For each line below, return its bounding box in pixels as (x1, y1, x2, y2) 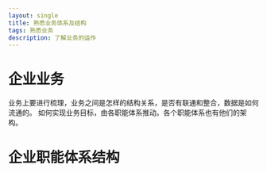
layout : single (8, 11, 59, 20)
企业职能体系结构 (8, 148, 121, 166)
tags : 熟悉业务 (8, 26, 54, 34)
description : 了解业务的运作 (8, 33, 97, 42)
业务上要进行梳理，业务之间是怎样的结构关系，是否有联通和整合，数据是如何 (8, 98, 259, 108)
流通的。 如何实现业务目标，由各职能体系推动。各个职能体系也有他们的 (8, 108, 240, 117)
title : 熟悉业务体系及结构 (8, 19, 87, 27)
